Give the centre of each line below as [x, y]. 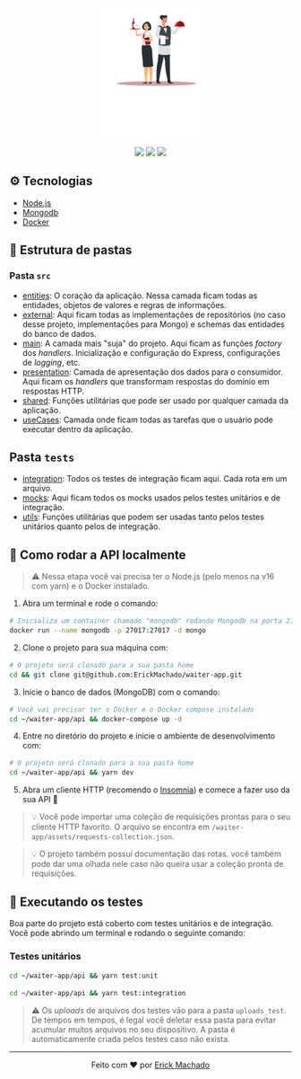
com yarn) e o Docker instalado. [90, 586]
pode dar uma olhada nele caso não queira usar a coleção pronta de [157, 864]
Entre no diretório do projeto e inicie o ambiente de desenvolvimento [149, 736]
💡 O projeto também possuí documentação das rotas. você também [156, 854]
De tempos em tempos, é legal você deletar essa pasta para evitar [153, 1020]
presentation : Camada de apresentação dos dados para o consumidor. [153, 372]
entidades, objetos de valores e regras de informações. [124, 305]
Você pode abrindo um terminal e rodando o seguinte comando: [128, 933]
